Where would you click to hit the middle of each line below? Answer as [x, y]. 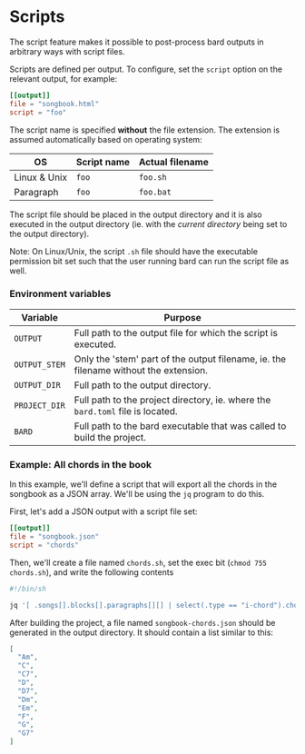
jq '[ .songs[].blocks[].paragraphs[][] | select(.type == [123, 605]
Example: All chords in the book [81, 464]
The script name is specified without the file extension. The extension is [144, 130]
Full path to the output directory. [143, 385]
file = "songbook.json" [54, 537]
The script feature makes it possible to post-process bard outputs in [137, 42]
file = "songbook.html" [54, 104]
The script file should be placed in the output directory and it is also [136, 214]
